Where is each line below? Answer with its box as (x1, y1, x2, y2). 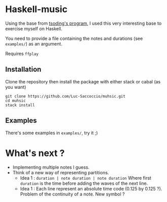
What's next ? (5, 147, 65, 159)
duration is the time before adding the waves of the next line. (20, 180, 148, 186)
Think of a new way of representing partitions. (12, 169, 109, 175)
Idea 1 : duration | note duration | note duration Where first (20, 175, 152, 181)
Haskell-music (5, 4, 68, 15)
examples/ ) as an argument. (5, 40, 62, 46)
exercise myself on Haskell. (5, 25, 62, 31)
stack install (5, 103, 35, 108)
